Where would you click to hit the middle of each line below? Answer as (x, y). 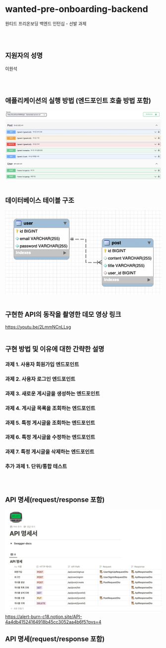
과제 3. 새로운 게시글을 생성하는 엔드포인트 (53, 393)
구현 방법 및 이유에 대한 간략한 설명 (55, 349)
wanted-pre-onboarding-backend (77, 9)
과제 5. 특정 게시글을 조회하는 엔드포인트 (50, 423)
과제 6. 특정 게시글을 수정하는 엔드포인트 (50, 437)
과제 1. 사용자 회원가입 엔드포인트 (42, 364)
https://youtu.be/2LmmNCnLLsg (38, 327)
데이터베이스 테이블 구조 (40, 200)
